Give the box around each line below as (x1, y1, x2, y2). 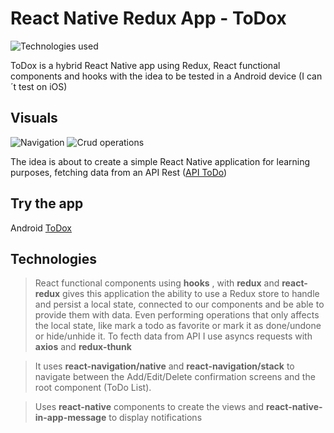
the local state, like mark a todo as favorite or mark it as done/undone (34, 320, 322, 332)
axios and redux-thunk (34, 341, 132, 353)
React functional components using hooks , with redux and (34, 277, 280, 289)
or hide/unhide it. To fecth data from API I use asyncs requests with (34, 330, 313, 342)
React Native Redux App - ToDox (10, 7, 287, 30)
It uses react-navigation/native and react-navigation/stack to (34, 360, 295, 372)
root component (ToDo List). (34, 382, 152, 394)
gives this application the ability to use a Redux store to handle (62, 288, 320, 300)
